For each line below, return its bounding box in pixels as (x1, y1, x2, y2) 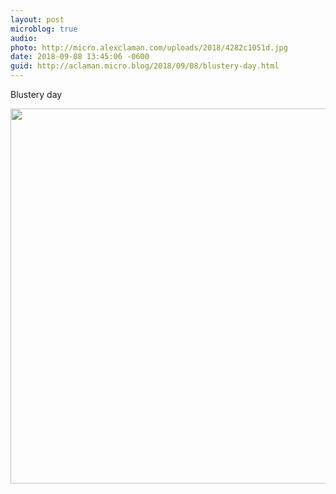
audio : (10, 33, 38, 43)
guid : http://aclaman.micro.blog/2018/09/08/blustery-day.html (10, 61, 280, 71)
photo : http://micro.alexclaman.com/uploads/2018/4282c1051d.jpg (10, 42, 288, 53)
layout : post (10, 14, 65, 25)
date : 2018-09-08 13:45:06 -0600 (10, 52, 150, 62)
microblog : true (10, 24, 78, 34)
